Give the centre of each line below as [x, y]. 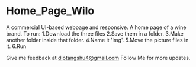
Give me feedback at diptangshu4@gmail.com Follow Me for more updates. [98, 58]
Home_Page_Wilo [50, 11]
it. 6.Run [16, 46]
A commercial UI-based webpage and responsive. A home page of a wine [96, 27]
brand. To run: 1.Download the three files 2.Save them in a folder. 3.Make [95, 33]
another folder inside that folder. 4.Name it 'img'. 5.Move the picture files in [97, 40]
